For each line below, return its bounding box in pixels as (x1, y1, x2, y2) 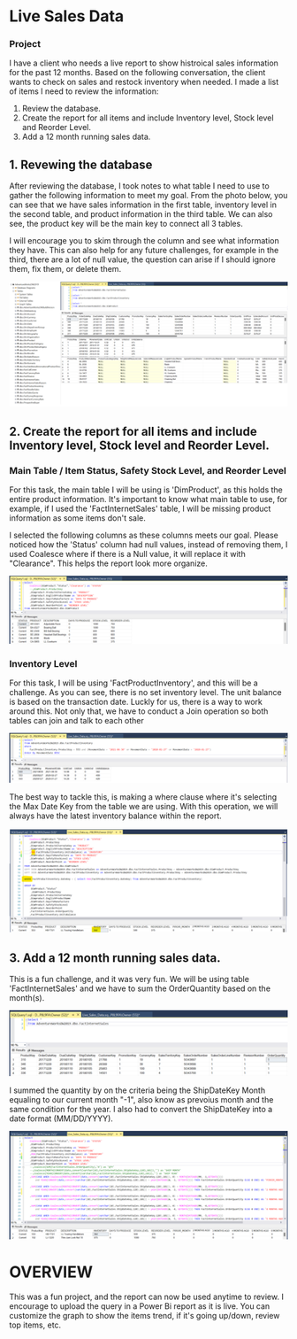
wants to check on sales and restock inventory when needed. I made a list (9, 77, 279, 88)
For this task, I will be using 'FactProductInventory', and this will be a (9, 677, 258, 688)
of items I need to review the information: (9, 86, 159, 97)
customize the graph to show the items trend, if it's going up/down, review (9, 1311, 280, 1321)
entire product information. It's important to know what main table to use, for (9, 493, 288, 504)
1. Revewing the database (9, 157, 153, 172)
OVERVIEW (9, 1262, 94, 1282)
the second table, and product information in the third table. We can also (9, 209, 273, 220)
